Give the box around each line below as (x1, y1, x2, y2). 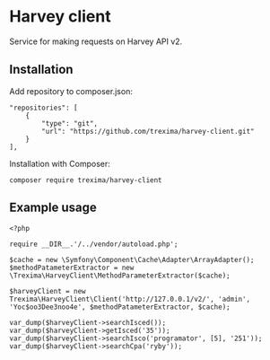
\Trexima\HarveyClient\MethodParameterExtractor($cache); (9, 271, 231, 280)
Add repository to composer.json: (9, 85, 133, 96)
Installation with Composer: (9, 158, 110, 169)
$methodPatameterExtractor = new (9, 263, 135, 272)
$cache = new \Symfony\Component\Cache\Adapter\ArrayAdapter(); (9, 255, 255, 264)
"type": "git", (41, 119, 99, 127)
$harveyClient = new (9, 286, 87, 295)
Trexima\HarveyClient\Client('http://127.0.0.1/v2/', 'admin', (9, 294, 251, 303)
